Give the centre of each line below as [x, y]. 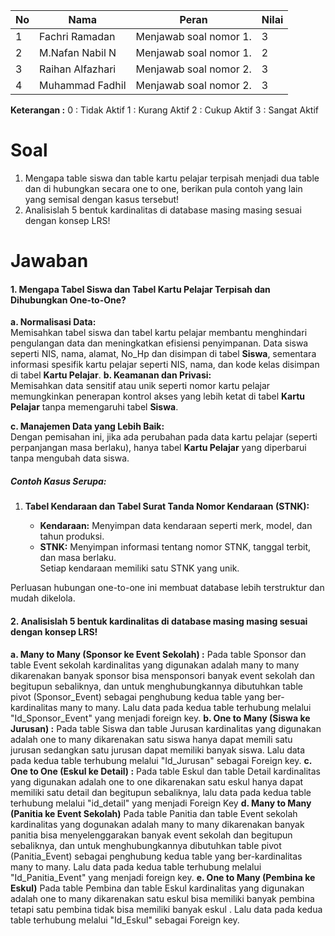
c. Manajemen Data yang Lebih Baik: [87, 426]
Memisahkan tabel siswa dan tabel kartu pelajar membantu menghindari [159, 333]
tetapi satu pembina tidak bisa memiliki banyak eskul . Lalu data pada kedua [166, 909]
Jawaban [49, 261]
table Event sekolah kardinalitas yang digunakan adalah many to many [155, 665]
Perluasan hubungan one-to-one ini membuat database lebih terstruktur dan [167, 588]
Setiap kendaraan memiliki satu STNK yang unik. [139, 568]
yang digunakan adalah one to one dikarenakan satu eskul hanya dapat [157, 781]
